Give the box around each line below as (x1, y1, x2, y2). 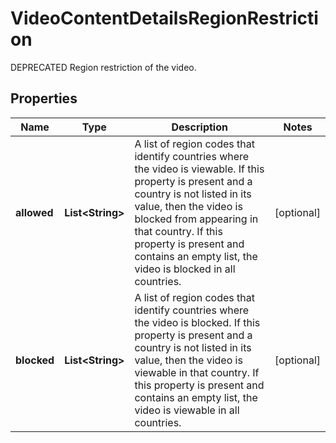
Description (171, 120, 228, 134)
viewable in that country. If (134, 365, 260, 379)
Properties (10, 90, 78, 107)
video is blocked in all (134, 262, 236, 276)
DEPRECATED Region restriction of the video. (10, 61, 197, 73)
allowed (15, 205, 54, 219)
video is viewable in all (134, 403, 240, 417)
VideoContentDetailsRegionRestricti (10, 7, 319, 30)
